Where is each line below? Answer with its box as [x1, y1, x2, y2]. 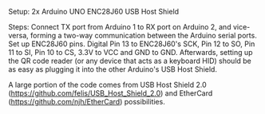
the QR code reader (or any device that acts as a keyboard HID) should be [8, 56, 251, 65]
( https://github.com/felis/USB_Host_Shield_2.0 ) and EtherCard [8, 88, 213, 98]
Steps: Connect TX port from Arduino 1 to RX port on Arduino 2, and [8, 22, 231, 31]
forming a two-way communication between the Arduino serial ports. [30, 31, 257, 40]
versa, [8, 31, 30, 40]
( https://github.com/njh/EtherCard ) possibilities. [8, 97, 165, 106]
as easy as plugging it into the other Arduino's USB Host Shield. [8, 65, 218, 74]
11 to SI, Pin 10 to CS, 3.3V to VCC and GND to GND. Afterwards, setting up [8, 48, 253, 57]
